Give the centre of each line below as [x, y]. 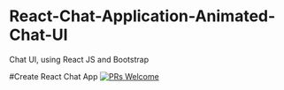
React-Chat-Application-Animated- [142, 16]
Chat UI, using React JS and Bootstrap [79, 59]
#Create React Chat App [54, 76]
